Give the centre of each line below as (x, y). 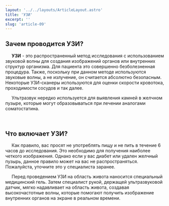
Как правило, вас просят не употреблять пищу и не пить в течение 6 (86, 145)
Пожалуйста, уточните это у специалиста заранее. (60, 167)
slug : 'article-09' (26, 24)
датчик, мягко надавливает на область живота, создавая (67, 187)
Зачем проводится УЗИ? (45, 44)
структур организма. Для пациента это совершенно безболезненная (80, 66)
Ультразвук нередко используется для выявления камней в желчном (87, 98)
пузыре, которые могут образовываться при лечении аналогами (75, 103)
